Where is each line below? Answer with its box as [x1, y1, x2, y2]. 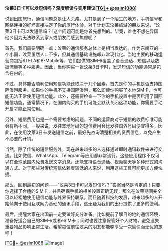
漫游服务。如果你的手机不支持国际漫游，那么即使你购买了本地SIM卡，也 [9, 87, 158, 93]
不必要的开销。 [5, 136, 36, 141]
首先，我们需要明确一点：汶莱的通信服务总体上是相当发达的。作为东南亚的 [5, 45, 158, 51]
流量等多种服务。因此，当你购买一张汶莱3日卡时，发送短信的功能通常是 [9, 64, 157, 70]
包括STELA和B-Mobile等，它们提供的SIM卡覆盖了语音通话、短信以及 [13, 58, 155, 63]
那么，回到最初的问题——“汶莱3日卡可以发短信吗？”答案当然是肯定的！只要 [5, 182, 161, 188]
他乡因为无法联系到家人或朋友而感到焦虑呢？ [5, 35, 97, 40]
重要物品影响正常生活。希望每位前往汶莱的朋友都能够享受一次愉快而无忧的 [5, 224, 158, 230]
